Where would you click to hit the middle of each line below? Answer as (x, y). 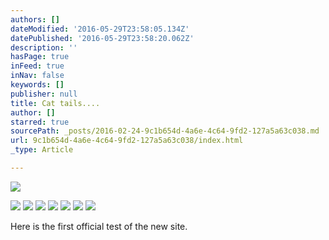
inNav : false (37, 76)
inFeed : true (37, 66)
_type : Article (42, 150)
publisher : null (44, 94)
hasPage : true (40, 57)
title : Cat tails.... (55, 103)
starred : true (40, 122)
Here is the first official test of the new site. (99, 226)
